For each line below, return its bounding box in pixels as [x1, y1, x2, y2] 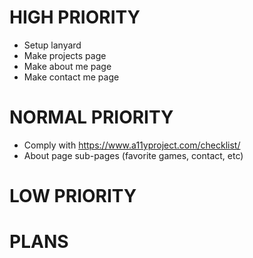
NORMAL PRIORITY [9, 106, 174, 129]
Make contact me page [23, 71, 120, 83]
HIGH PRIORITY [9, 6, 141, 29]
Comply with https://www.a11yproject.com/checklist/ [23, 139, 241, 151]
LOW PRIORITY [9, 185, 137, 208]
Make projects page [23, 49, 107, 61]
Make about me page [23, 60, 112, 72]
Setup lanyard [23, 39, 82, 51]
